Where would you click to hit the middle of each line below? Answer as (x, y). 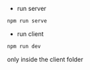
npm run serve (27, 21)
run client (30, 34)
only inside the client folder (45, 59)
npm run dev (24, 46)
